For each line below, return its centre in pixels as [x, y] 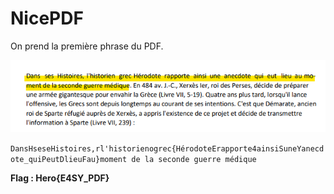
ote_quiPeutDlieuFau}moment [69, 159]
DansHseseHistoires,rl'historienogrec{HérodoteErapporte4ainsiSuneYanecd [167, 148]
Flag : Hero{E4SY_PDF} [60, 178]
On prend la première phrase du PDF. [87, 46]
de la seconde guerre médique [194, 159]
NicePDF [47, 18]
